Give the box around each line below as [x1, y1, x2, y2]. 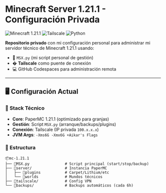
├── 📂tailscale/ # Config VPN [5, 179, 92, 184]
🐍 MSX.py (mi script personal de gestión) [12, 54, 94, 60]
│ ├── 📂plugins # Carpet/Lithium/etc [5, 170, 110, 175]
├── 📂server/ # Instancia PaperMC [5, 165, 107, 171]
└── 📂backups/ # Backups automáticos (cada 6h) [5, 183, 134, 188]
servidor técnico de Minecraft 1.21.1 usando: [5, 45, 94, 51]
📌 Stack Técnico [5, 105, 45, 112]
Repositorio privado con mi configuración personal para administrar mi [5, 39, 151, 45]
